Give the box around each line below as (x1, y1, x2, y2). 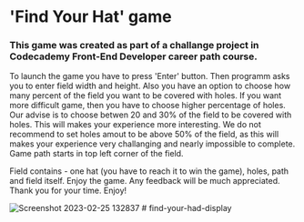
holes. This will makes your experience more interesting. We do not (9, 119, 261, 130)
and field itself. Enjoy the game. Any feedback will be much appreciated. (9, 176, 280, 187)
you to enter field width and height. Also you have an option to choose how (9, 80, 291, 92)
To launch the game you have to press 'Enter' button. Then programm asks (9, 71, 290, 82)
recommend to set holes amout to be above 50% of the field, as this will (9, 129, 279, 140)
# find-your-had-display (141, 203, 232, 214)
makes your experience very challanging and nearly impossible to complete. (9, 138, 296, 149)
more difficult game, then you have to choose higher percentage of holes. (9, 100, 287, 111)
